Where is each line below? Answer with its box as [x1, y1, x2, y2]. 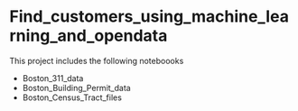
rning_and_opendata [9, 25, 168, 46]
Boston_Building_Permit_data [22, 82, 131, 93]
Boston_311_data [22, 72, 84, 83]
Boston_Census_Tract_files [22, 92, 122, 103]
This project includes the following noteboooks [9, 55, 184, 66]
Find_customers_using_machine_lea [9, 6, 289, 27]
